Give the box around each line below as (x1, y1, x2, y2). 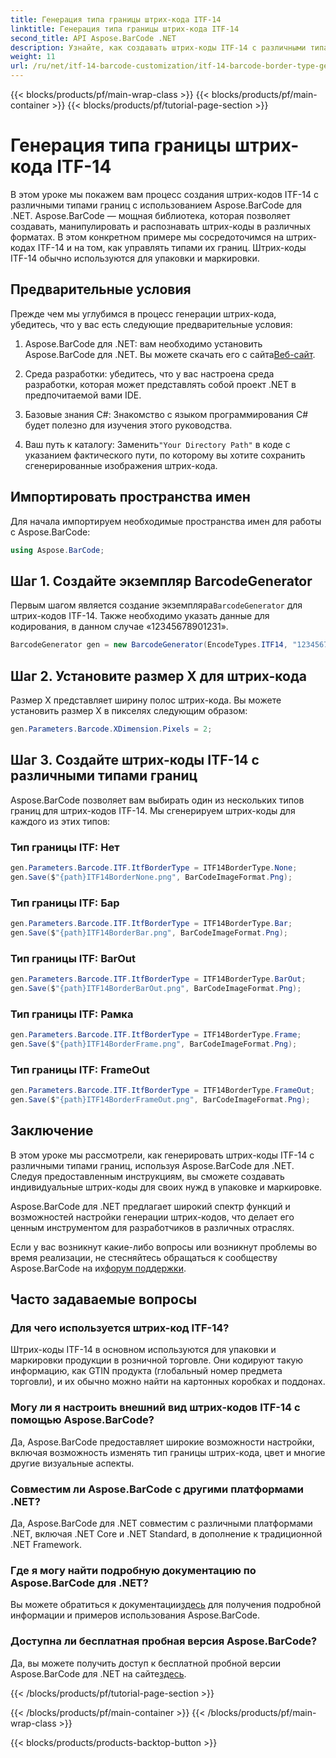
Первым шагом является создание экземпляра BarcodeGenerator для (10, 599, 303, 611)
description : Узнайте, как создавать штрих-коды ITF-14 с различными (10, 42, 307, 53)
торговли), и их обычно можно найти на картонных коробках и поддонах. (10, 1376, 326, 1388)
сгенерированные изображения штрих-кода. (24, 459, 218, 471)
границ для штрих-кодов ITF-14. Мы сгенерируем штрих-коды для (10, 804, 296, 816)
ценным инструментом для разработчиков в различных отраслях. (10, 1221, 295, 1233)
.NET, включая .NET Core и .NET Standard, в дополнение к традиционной (10, 1527, 323, 1540)
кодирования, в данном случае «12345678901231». (10, 621, 229, 633)
